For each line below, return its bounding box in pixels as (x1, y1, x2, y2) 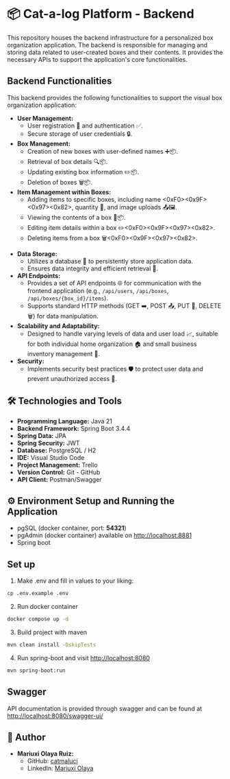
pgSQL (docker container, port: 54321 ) (16, 524, 127, 533)
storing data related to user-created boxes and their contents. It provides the (7, 48, 223, 56)
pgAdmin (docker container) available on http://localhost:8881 (16, 531, 192, 539)
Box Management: (16, 139, 71, 148)
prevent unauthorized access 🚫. (27, 374, 118, 382)
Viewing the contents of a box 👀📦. (27, 213, 126, 221)
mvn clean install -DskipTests (7, 641, 97, 648)
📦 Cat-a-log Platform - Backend (7, 6, 194, 22)
